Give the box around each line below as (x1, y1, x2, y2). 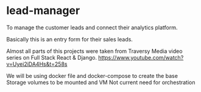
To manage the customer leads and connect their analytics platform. (6, 24, 178, 31)
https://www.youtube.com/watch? (98, 54, 184, 61)
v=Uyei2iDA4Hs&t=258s (6, 60, 68, 68)
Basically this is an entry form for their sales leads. (6, 35, 133, 43)
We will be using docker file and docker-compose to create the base (6, 72, 178, 79)
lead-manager (6, 4, 80, 18)
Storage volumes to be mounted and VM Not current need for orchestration (6, 79, 196, 86)
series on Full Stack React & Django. (6, 54, 97, 61)
